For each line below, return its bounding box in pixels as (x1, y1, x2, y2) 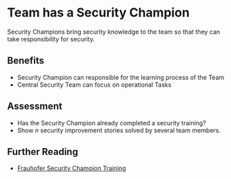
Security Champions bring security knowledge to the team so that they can (7, 28, 221, 36)
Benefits (7, 55, 45, 67)
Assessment (7, 101, 63, 112)
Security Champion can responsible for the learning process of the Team (17, 73, 225, 81)
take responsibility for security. (7, 34, 95, 43)
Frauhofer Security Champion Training (17, 164, 126, 173)
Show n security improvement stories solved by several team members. (17, 126, 221, 134)
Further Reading (7, 146, 79, 158)
